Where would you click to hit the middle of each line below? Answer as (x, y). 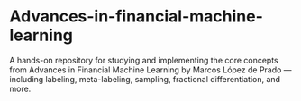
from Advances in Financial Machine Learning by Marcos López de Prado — (150, 70)
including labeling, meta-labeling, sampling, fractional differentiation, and (145, 79)
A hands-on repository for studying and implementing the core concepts (144, 60)
